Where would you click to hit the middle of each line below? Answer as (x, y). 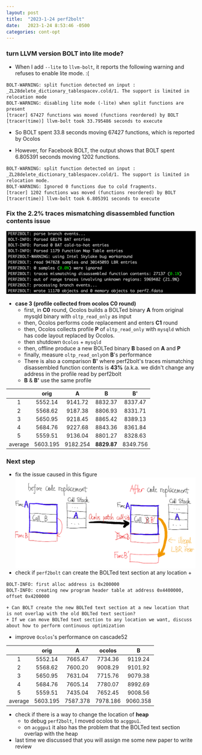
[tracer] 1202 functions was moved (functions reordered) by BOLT (91, 193)
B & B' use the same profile (58, 380)
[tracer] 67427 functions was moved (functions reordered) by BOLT (93, 115)
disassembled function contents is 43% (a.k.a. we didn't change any (109, 367)
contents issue (29, 221)
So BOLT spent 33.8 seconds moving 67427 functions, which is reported (105, 132)
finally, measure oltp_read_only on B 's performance (88, 355)
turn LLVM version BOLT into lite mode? (65, 54)
